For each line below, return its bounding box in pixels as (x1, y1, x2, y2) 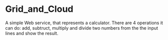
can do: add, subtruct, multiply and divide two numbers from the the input (5, 25, 158, 31)
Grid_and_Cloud (5, 3, 74, 15)
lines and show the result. (5, 30, 59, 36)
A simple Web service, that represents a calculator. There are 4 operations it (5, 20, 163, 26)
